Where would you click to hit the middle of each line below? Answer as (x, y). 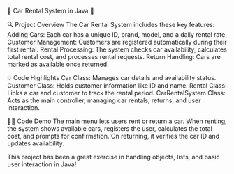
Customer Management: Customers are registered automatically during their (117, 42)
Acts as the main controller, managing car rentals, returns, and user (104, 100)
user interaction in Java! (42, 164)
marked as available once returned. (58, 64)
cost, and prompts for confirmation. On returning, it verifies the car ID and (114, 136)
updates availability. (36, 143)
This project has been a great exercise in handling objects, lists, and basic (114, 157)
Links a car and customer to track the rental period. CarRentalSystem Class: (116, 93)
